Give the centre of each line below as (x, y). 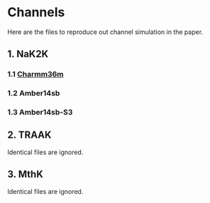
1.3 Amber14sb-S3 (40, 112)
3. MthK (26, 174)
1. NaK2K (28, 54)
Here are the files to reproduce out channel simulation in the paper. (105, 32)
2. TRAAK (29, 135)
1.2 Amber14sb (34, 93)
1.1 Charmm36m (35, 74)
